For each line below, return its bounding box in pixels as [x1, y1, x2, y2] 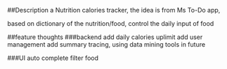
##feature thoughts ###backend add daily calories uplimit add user [7, 33, 203, 41]
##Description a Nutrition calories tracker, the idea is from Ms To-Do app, [7, 6, 221, 14]
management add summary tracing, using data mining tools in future [7, 40, 206, 48]
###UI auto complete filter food [7, 54, 99, 62]
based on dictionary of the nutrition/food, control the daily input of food [7, 20, 214, 27]
